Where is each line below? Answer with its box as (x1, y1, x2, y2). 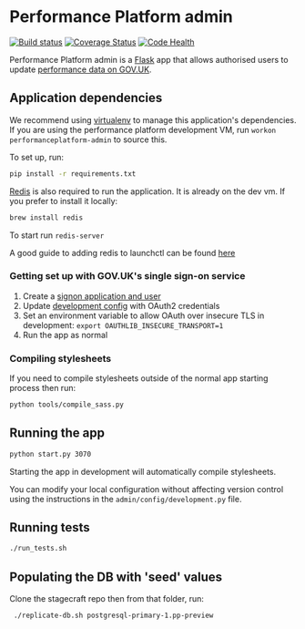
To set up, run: (9, 151, 65, 162)
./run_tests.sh (9, 544, 67, 553)
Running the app (9, 426, 105, 441)
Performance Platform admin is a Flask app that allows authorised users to (9, 54, 289, 65)
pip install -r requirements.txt (9, 169, 137, 179)
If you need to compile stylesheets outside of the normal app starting (9, 373, 269, 384)
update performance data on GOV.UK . (9, 64, 152, 75)
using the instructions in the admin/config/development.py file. (9, 493, 242, 504)
